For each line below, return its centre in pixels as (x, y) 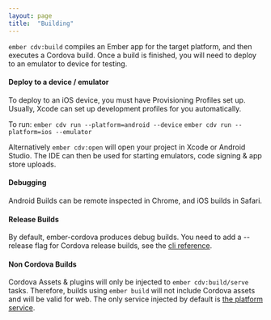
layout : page (30, 16)
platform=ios (30, 132)
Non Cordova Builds (42, 264)
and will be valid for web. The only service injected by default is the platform (135, 299)
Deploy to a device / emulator (59, 82)
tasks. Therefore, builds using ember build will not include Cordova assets (132, 291)
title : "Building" (41, 23)
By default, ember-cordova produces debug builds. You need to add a (125, 237)
